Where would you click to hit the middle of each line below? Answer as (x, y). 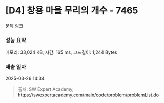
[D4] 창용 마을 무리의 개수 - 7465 (72, 11)
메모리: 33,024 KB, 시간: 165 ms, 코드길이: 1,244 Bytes (61, 52)
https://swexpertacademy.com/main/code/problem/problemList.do (88, 95)
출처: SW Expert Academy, (46, 89)
